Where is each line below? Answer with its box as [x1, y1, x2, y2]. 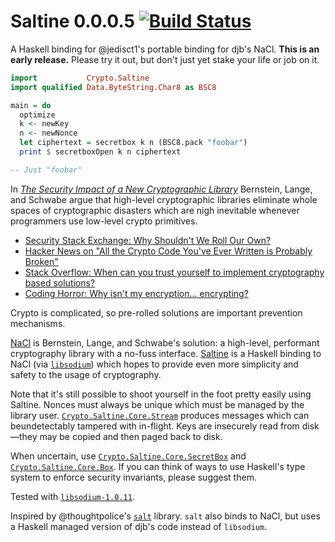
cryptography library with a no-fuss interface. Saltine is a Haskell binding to [10, 347, 322, 359]
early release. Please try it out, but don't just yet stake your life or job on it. [10, 53, 320, 65]
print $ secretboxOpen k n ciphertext [19, 147, 182, 157]
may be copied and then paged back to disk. [39, 430, 223, 442]
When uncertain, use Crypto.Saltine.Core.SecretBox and [10, 450, 247, 462]
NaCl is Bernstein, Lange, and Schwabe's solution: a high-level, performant [10, 336, 320, 349]
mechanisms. [10, 317, 66, 329]
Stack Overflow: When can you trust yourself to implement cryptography [24, 266, 325, 278]
